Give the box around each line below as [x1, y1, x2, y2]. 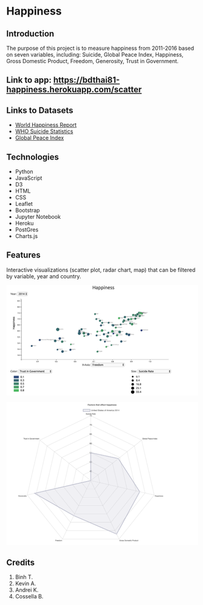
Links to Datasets [6, 105, 74, 115]
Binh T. [15, 573, 33, 581]
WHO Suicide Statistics [15, 128, 74, 135]
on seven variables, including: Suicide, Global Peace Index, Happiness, [6, 51, 184, 58]
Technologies [6, 152, 60, 162]
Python [15, 168, 33, 176]
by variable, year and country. [6, 272, 81, 280]
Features [6, 250, 41, 261]
